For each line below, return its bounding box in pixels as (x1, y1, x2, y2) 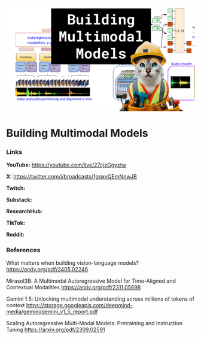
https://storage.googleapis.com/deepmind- (26, 302, 133, 309)
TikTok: (6, 219, 26, 226)
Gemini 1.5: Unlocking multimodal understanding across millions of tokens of (6, 295, 194, 302)
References (6, 246, 41, 254)
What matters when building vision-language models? (6, 259, 139, 267)
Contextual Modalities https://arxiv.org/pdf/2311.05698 (6, 284, 141, 291)
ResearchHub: (6, 207, 43, 214)
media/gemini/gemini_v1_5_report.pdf (6, 308, 98, 316)
